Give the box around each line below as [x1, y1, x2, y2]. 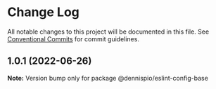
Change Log [7, 4, 80, 20]
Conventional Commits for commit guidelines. [7, 34, 139, 43]
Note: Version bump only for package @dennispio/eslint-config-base [7, 74, 209, 82]
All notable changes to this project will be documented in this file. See [7, 27, 210, 36]
